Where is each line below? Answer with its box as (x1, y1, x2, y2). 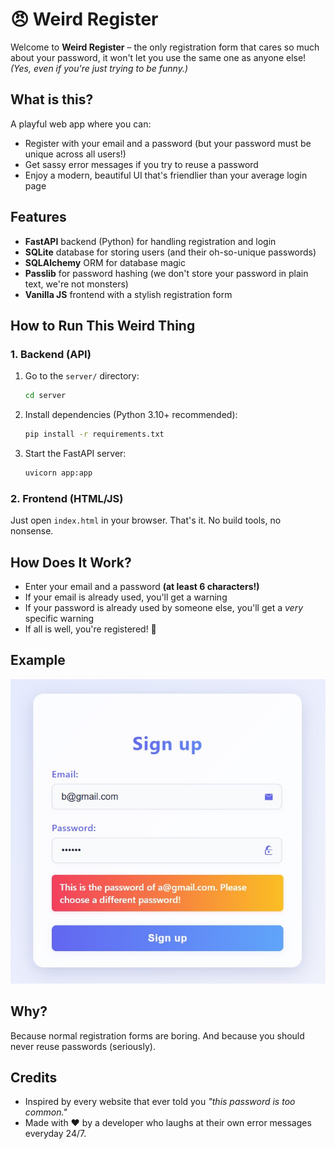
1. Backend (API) (10, 347, 92, 361)
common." (24, 1106, 68, 1118)
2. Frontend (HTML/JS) (10, 491, 124, 505)
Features (10, 209, 67, 226)
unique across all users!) (24, 148, 127, 160)
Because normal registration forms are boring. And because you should (10, 1029, 305, 1042)
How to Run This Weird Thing (10, 317, 196, 334)
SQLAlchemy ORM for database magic (24, 256, 186, 268)
